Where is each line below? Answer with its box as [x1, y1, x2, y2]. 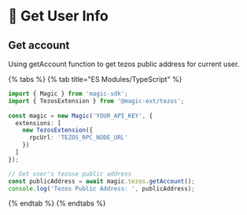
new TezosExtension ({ [22, 126, 93, 135]
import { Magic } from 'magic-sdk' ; [8, 90, 128, 98]
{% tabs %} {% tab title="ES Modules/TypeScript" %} [8, 75, 182, 83]
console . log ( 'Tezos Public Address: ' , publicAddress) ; [8, 184, 195, 192]
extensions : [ [15, 119, 61, 127]
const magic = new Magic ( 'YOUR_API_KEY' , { [8, 112, 153, 120]
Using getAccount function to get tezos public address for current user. [8, 59, 240, 69]
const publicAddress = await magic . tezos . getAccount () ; [8, 177, 195, 185]
